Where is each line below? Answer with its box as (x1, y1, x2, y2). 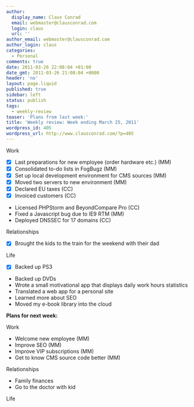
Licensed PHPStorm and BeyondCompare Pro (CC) (14, 204, 140, 212)
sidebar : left (6, 92, 42, 98)
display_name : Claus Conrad (11, 14, 81, 20)
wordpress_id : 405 (6, 125, 52, 131)
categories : (6, 48, 36, 54)
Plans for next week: (6, 312, 58, 319)
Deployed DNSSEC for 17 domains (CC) (14, 217, 112, 224)
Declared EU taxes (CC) (14, 185, 73, 192)
